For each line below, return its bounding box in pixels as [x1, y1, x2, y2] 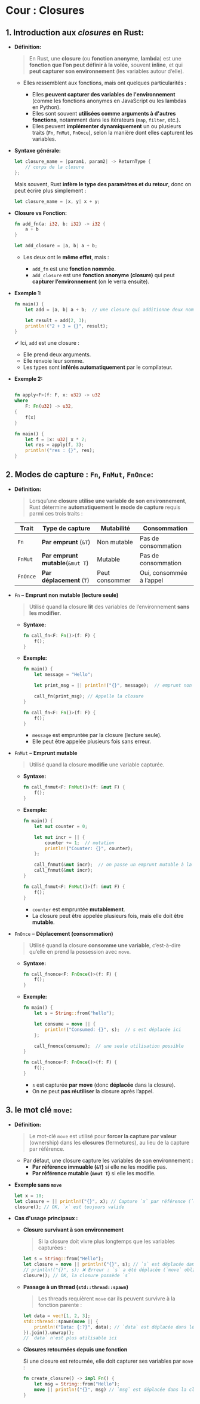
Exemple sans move [14, 1181, 62, 1188]
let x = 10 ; [14, 1193, 44, 1199]
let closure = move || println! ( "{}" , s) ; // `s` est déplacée [23, 1262, 184, 1267]
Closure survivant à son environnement [23, 1226, 124, 1233]
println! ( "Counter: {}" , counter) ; [44, 845, 134, 851]
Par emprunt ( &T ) [41, 538, 91, 546]
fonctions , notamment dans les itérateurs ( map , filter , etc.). [32, 116, 180, 123]
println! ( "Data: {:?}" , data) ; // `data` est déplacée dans [34, 1324, 187, 1330]
